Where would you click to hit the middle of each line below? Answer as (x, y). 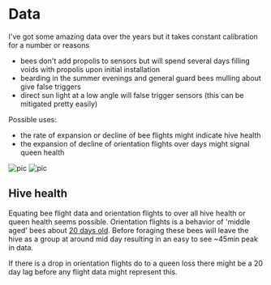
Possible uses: (32, 119)
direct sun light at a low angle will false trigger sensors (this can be (132, 95)
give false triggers (50, 87)
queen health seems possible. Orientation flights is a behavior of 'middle (129, 221)
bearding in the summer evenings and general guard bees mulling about (140, 78)
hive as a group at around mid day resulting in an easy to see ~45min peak (133, 239)
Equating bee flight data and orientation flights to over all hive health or (127, 213)
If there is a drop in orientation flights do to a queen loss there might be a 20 (136, 263)
